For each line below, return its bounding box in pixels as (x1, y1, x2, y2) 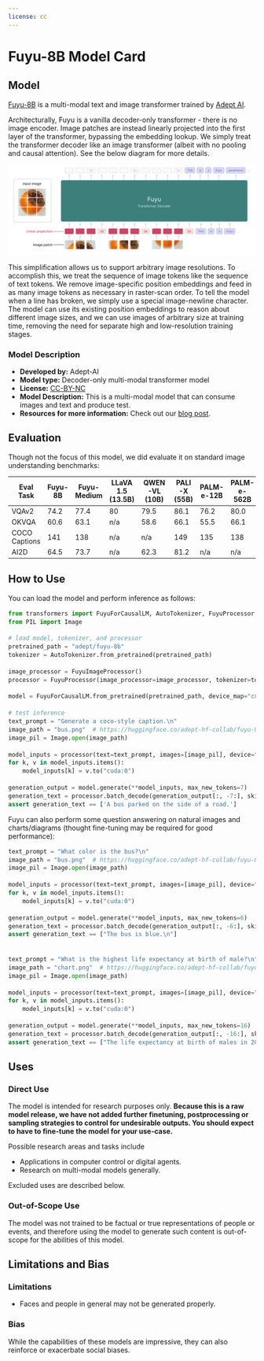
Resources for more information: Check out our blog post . (19, 409, 211, 418)
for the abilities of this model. (30, 1235, 124, 1245)
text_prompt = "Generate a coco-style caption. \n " (8, 717, 178, 725)
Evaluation (8, 431, 61, 444)
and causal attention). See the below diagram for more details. (8, 148, 210, 157)
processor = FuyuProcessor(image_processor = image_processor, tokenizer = (8, 676, 251, 684)
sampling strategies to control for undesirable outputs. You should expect (8, 1118, 254, 1128)
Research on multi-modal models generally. (19, 1165, 161, 1175)
